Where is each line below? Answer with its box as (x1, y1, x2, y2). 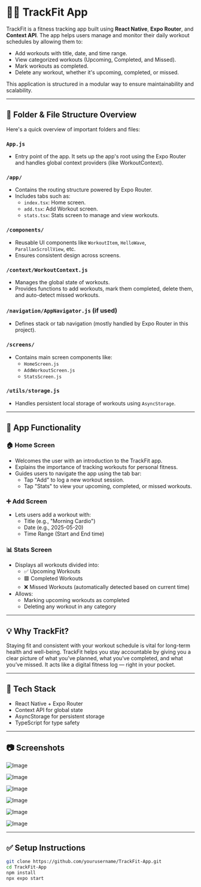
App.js (6, 140, 26, 148)
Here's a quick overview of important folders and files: (6, 125, 141, 133)
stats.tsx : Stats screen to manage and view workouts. (23, 212, 160, 219)
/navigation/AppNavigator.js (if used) (6, 306, 118, 314)
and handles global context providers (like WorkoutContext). (14, 159, 164, 167)
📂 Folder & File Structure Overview (6, 110, 137, 120)
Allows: (14, 590, 33, 597)
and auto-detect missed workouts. (14, 291, 100, 299)
